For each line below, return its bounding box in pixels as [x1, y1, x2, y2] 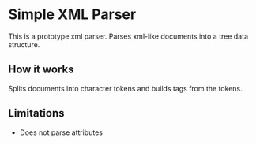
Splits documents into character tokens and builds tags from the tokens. [8, 84, 243, 93]
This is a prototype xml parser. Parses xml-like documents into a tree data [8, 32, 249, 41]
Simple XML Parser [8, 6, 137, 24]
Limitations [8, 106, 65, 120]
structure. [8, 39, 40, 49]
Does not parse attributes [19, 128, 103, 137]
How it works [8, 63, 74, 76]
